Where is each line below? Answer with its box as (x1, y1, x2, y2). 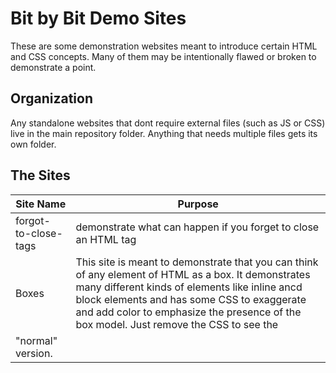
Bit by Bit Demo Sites (10, 7, 187, 30)
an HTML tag (75, 232, 137, 246)
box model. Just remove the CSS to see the (75, 317, 279, 331)
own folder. (10, 138, 57, 150)
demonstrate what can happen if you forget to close (75, 220, 320, 234)
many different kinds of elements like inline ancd (75, 280, 303, 294)
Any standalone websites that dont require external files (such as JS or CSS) (10, 117, 326, 129)
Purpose (177, 197, 219, 211)
